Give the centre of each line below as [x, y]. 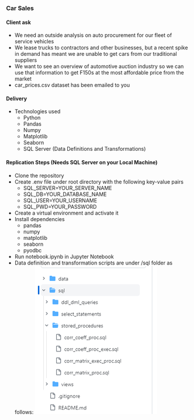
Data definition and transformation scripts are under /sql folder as [93, 263]
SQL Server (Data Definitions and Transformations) [84, 149]
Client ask [18, 22]
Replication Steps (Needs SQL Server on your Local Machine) [82, 162]
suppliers [26, 60]
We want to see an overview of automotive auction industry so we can [99, 66]
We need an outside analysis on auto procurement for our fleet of [93, 35]
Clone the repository [39, 175]
